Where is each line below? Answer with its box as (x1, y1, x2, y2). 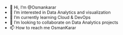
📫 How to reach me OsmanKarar (9, 25, 76, 30)
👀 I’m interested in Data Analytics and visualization (9, 9, 111, 15)
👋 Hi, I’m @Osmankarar (9, 5, 56, 10)
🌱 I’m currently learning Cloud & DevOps (9, 15, 91, 20)
